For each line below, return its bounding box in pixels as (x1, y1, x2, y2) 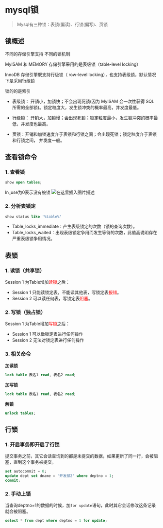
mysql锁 (5, 4, 39, 16)
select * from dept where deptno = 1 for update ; (5, 518, 108, 523)
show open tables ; (5, 180, 42, 185)
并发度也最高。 (20, 121, 51, 127)
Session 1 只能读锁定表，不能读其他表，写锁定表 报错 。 (12, 290, 122, 295)
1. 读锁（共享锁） (5, 267, 45, 274)
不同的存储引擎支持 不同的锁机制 (5, 51, 70, 56)
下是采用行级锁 (5, 77, 35, 83)
